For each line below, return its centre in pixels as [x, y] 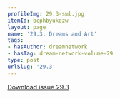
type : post [24, 60]
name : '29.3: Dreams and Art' [52, 34]
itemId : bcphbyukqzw [38, 21]
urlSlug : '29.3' [31, 67]
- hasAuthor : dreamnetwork [47, 47]
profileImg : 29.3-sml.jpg [46, 14]
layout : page [27, 27]
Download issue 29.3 [38, 87]
